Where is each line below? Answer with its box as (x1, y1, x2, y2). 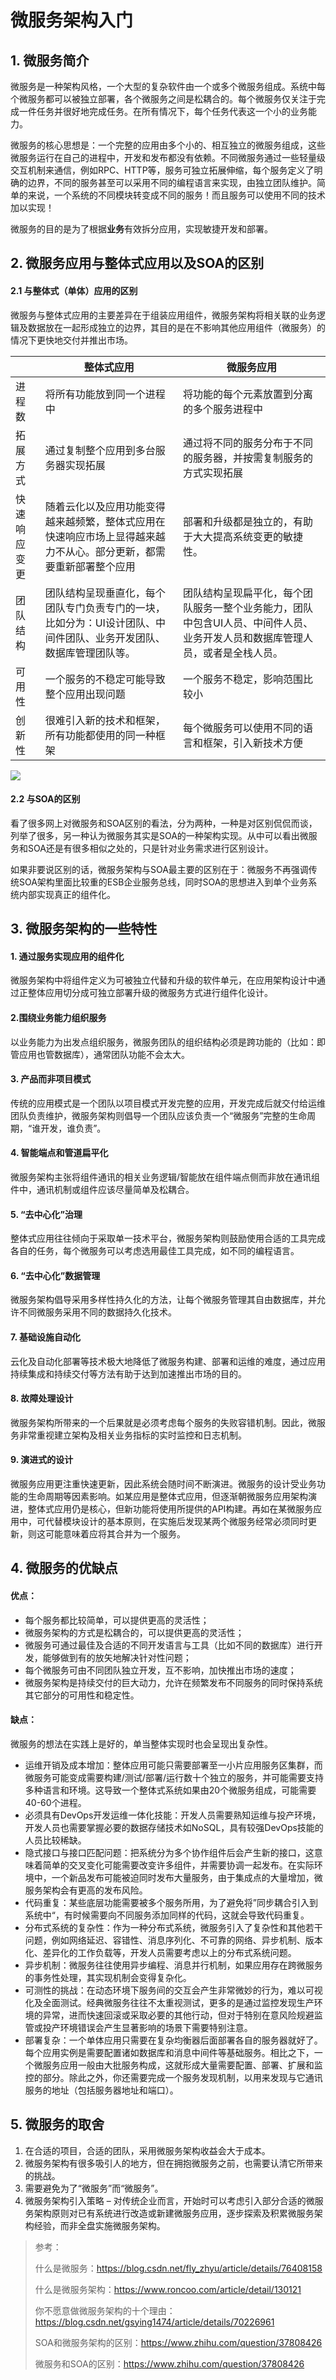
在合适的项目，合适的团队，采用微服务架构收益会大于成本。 (24, 2144, 271, 2156)
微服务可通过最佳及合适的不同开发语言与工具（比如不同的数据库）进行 (24, 1639, 315, 1651)
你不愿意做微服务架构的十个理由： (34, 2304, 176, 2316)
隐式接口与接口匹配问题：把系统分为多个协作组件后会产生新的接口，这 (24, 1846, 315, 1858)
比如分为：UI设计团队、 (44, 616, 156, 630)
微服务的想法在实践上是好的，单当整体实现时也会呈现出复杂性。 (10, 1737, 273, 1750)
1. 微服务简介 (10, 52, 90, 69)
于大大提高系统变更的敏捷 (183, 529, 304, 543)
